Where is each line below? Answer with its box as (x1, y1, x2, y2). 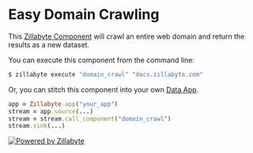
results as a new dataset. (8, 39, 89, 49)
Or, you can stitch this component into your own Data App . (8, 84, 199, 94)
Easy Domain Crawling (8, 6, 160, 24)
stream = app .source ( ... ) (8, 107, 93, 115)
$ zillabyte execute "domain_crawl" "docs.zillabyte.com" (8, 70, 203, 78)
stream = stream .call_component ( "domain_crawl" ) (8, 114, 172, 123)
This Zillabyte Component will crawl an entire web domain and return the (8, 32, 245, 41)
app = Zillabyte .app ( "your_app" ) (8, 100, 119, 108)
